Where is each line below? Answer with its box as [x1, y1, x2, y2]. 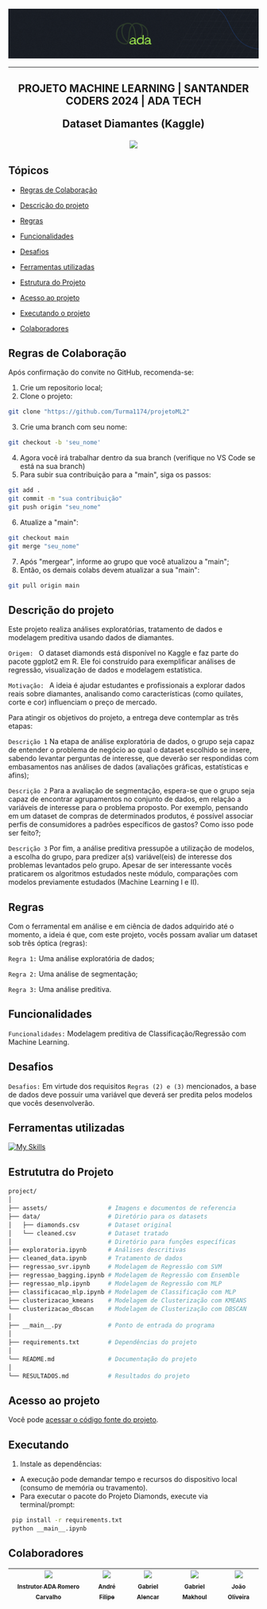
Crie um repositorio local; [19, 383, 103, 393]
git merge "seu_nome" [8, 542, 80, 550]
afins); [8, 770, 29, 780]
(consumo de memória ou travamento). [19, 1483, 149, 1493]
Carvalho [35, 1593, 62, 1601]
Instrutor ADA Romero [17, 1583, 80, 1591]
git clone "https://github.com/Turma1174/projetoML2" [8, 408, 191, 416]
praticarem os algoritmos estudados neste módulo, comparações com [8, 869, 238, 878]
